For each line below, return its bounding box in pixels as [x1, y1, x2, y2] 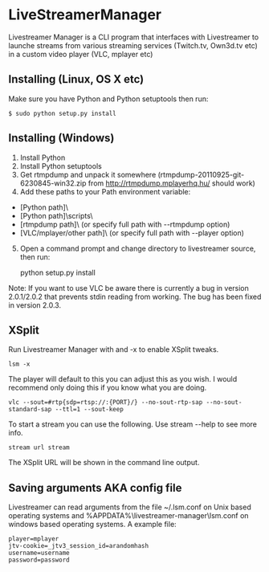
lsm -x [8, 360, 31, 369]
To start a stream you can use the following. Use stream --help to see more [8, 419, 258, 429]
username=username [8, 549, 70, 558]
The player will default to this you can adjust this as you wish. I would [8, 374, 238, 384]
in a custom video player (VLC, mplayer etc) [8, 49, 153, 59]
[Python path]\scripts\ [19, 210, 93, 220]
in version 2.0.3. [8, 300, 62, 310]
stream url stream [8, 443, 70, 451]
